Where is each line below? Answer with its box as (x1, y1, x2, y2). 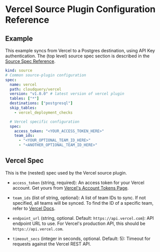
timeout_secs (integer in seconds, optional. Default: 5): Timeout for (12, 235, 150, 241)
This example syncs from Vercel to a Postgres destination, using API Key (5, 48, 155, 53)
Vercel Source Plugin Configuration (5, 4, 156, 15)
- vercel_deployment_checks (14, 110, 73, 115)
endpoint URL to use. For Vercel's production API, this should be (12, 220, 145, 226)
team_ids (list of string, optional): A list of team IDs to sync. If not (12, 195, 146, 201)
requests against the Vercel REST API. (12, 240, 91, 247)
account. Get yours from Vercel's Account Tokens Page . (12, 185, 129, 191)
